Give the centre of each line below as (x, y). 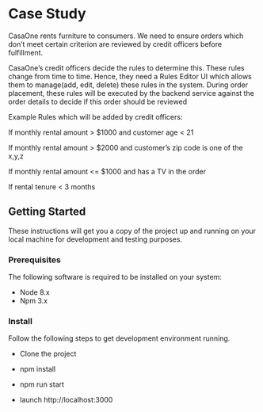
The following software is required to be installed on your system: (115, 277)
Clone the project (48, 354)
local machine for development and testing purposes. (95, 239)
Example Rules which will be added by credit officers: (95, 116)
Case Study (47, 14)
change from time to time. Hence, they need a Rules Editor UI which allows (130, 76)
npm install (38, 369)
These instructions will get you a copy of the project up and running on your (132, 231)
